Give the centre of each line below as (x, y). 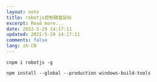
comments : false (27, 40)
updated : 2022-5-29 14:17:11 (43, 35)
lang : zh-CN (21, 46)
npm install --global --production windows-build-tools (78, 73)
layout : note (23, 12)
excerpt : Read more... (35, 23)
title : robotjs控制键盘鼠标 (39, 18)
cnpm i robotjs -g (30, 62)
